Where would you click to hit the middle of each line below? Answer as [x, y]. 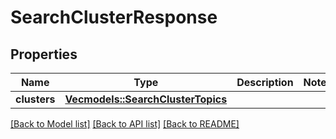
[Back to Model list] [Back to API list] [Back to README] [125, 124]
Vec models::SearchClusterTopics [146, 99]
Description [265, 82]
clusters [35, 99]
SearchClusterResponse [114, 17]
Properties [44, 54]
